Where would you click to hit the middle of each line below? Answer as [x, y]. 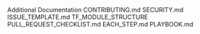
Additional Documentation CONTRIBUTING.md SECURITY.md [95, 10]
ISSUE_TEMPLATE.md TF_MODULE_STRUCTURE [78, 17]
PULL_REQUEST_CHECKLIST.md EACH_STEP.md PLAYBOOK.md [100, 24]
